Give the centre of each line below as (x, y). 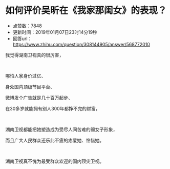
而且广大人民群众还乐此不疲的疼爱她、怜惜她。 (55, 140)
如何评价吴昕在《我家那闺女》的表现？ (86, 11)
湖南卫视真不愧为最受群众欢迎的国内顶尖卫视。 (55, 161)
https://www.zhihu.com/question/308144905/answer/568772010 (81, 44)
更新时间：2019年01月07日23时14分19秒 (55, 32)
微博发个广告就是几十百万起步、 (39, 98)
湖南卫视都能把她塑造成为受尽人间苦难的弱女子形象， (61, 129)
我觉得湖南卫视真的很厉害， (35, 55)
